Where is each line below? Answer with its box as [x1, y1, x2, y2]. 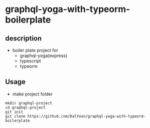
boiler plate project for [12, 47, 58, 53]
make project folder [12, 91, 53, 97]
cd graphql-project [5, 105, 46, 110]
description [5, 34, 42, 42]
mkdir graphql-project [5, 100, 52, 105]
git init [5, 109, 23, 114]
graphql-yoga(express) [19, 52, 68, 58]
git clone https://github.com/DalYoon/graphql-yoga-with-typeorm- [5, 113, 146, 118]
